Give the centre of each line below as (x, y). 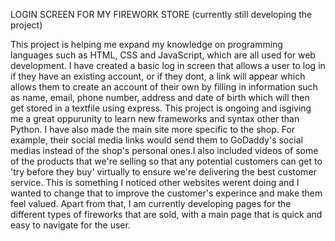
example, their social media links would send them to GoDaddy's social (156, 140)
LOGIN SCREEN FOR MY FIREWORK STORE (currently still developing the (161, 14)
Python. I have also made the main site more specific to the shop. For (153, 129)
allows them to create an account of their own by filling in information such (164, 87)
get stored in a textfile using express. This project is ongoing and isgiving (161, 108)
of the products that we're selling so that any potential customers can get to (166, 161)
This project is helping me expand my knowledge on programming (146, 44)
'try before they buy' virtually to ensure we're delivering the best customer (163, 172)
